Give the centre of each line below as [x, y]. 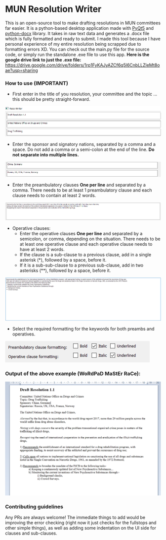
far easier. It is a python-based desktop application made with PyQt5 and [80, 28]
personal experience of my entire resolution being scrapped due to [73, 44]
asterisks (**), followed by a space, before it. [65, 270]
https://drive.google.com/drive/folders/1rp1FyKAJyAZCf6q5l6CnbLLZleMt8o [83, 65]
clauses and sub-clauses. [31, 533]
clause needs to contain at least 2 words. [54, 196]
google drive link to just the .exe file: [43, 60]
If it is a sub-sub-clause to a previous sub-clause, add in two [82, 265]
